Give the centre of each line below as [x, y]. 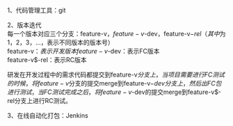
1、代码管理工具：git [37, 10]
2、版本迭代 [24, 25]
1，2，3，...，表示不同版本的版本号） [61, 42]
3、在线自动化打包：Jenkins [48, 116]
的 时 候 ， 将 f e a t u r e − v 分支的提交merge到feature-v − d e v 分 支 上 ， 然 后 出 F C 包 [114, 83]
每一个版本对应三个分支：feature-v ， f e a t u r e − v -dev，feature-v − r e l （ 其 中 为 [116, 34]
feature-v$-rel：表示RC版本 [47, 60]
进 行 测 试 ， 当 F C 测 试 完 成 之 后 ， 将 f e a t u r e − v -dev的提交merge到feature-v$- [114, 92]
